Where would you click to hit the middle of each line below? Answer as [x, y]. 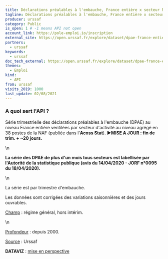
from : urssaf [19, 84]
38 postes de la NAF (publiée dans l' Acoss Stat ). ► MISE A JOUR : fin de [80, 133]
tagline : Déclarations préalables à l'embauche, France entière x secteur [85, 15]
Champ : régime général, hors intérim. [44, 212]
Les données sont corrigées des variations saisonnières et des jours [75, 197]
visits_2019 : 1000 [24, 89]
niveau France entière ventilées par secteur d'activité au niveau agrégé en [82, 127]
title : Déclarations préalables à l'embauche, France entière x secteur [82, 10]
